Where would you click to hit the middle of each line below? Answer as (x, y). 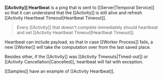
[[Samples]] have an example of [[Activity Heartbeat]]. (60, 71)
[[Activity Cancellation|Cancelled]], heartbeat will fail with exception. (74, 62)
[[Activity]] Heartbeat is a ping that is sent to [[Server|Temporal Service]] (80, 8)
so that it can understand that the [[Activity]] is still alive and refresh (73, 13)
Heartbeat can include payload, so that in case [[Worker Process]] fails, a (79, 42)
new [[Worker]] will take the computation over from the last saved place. (78, 47)
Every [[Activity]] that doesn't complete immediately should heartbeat (87, 27)
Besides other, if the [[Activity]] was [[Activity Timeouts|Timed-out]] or (76, 57)
